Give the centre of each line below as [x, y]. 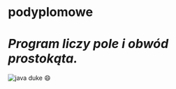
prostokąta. [43, 59]
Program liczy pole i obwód [88, 44]
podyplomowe [51, 12]
